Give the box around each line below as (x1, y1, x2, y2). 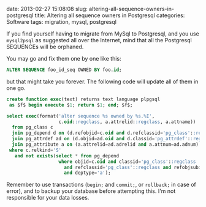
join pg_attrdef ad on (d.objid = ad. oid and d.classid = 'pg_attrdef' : (12, 136, 191, 142)
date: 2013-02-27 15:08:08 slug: (6, 6, 88, 12)
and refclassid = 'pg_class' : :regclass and (64, 164, 172, 170)
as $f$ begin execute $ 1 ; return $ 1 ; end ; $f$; (9, 102, 133, 108)
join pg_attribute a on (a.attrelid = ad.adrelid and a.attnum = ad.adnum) (12, 141, 199, 148)
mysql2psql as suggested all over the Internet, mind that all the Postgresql (6, 37, 192, 43)
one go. (6, 84, 26, 91)
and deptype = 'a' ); (64, 170, 112, 176)
